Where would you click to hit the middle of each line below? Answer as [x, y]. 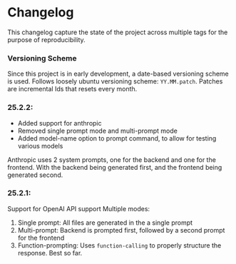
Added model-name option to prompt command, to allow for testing [117, 138]
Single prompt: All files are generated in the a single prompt [105, 223]
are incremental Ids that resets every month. [72, 89]
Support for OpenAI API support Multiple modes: [79, 208]
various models [40, 146]
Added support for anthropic [60, 123]
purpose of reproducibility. [46, 39]
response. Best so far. [50, 253]
